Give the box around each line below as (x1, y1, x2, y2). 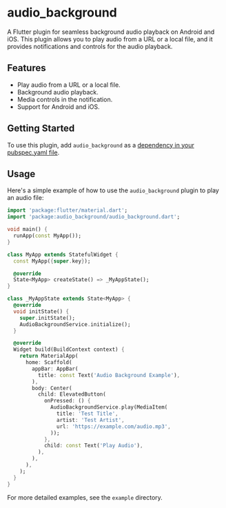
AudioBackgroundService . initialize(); (19, 321, 131, 328)
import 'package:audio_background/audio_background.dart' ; (7, 214, 181, 221)
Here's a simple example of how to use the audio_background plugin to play (7, 186, 219, 194)
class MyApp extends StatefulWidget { (7, 251, 119, 258)
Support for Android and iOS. (17, 102, 100, 111)
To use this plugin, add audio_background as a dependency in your (7, 141, 194, 149)
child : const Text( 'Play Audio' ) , (43, 443, 143, 449)
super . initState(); (19, 314, 76, 321)
